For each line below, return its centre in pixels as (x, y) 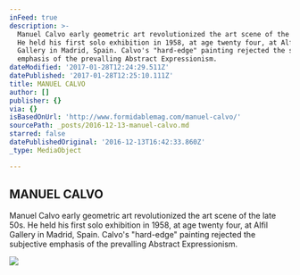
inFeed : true (33, 17)
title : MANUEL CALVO (48, 84)
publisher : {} (36, 100)
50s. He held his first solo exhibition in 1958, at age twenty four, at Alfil (139, 225)
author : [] (29, 92)
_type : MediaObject (46, 150)
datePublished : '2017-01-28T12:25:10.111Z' (92, 76)
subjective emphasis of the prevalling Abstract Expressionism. (124, 244)
